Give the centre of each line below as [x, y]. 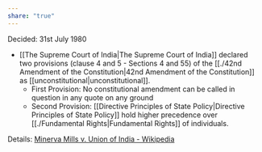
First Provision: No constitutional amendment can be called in [133, 89]
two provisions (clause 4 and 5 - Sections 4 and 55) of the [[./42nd [131, 63]
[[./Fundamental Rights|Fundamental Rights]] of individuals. [130, 123]
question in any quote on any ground [92, 97]
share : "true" [31, 16]
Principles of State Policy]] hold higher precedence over [125, 115]
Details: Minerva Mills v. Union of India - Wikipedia [91, 139]
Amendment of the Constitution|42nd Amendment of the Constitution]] [137, 72]
